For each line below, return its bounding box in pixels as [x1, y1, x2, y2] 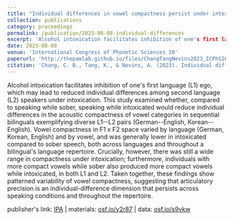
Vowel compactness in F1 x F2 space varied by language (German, [33, 125, 224, 133]
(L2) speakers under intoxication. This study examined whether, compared [7, 95, 221, 104]
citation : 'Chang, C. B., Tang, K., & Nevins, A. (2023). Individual [7, 62, 213, 69]
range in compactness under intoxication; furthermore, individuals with [7, 154, 210, 163]
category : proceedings [7, 23, 73, 30]
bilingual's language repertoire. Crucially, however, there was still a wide [7, 147, 214, 155]
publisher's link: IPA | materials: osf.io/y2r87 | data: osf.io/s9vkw [7, 205, 191, 213]
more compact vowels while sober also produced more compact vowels [7, 162, 213, 170]
